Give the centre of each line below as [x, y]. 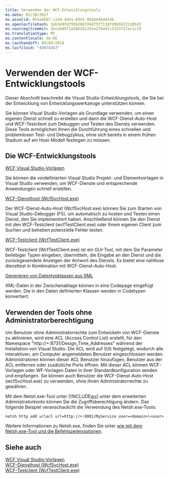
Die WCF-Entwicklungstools [51, 156]
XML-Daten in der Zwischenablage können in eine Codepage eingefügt [79, 285]
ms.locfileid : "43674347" [32, 48]
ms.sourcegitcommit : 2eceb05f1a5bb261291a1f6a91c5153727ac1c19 [73, 29]
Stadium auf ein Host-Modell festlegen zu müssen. [58, 140]
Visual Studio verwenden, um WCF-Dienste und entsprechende [71, 183]
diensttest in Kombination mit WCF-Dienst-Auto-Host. [61, 266]
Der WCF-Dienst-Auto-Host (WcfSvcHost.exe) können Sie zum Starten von [83, 208]
